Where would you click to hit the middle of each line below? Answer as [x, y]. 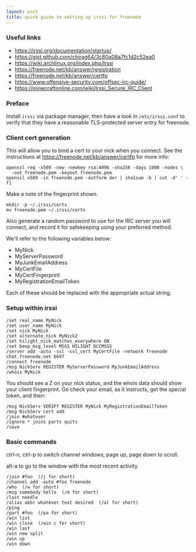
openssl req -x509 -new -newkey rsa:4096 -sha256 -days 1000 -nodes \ [95, 168]
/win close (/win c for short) [46, 523]
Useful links [24, 38]
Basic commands [32, 442]
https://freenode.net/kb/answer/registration [68, 69]
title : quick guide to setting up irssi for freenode [74, 17]
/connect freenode [29, 362]
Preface [18, 103]
